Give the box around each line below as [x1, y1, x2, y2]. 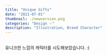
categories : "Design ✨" [5, 21, 55, 26]
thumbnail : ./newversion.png [5, 16, 65, 21]
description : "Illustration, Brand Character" [5, 26, 103, 30]
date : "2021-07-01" [5, 12, 45, 17]
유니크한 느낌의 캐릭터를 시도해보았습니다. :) [5, 45, 90, 51]
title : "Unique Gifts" [5, 7, 52, 12]
